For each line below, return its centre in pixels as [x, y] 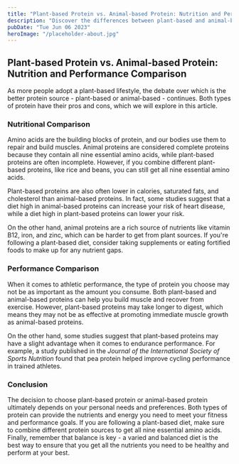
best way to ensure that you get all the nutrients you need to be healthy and [118, 445]
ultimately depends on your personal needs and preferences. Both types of [117, 407]
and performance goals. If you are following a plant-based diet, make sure [116, 422]
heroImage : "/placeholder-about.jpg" [63, 34]
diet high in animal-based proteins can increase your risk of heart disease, [116, 206]
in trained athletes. [34, 366]
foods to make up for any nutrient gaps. [65, 250]
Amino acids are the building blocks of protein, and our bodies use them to [117, 140]
